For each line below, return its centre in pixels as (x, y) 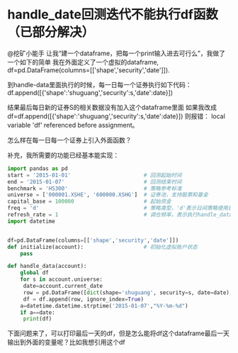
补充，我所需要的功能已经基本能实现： (63, 155)
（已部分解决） (51, 32)
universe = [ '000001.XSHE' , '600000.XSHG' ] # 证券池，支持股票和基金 (108, 195)
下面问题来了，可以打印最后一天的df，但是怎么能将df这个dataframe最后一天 (119, 333)
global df (35, 273)
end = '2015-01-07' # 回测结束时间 (95, 181)
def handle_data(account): (47, 267)
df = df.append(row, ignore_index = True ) (83, 299)
